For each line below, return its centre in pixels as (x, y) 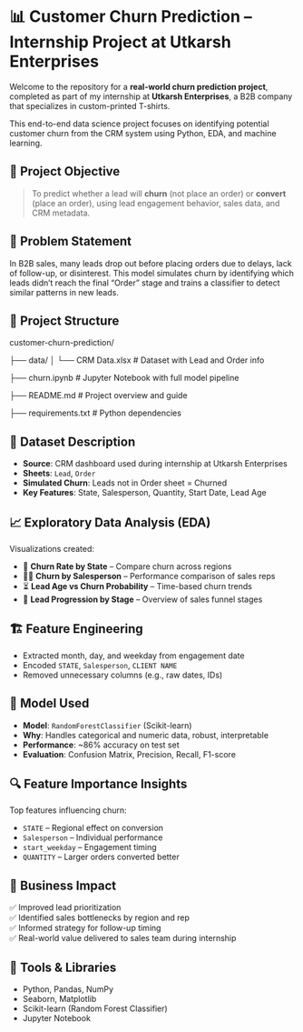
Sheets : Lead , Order (59, 474)
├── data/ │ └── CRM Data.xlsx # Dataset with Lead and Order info (137, 360)
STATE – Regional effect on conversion (93, 828)
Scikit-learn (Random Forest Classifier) (95, 1008)
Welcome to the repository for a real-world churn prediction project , (139, 86)
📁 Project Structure (64, 321)
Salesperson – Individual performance (93, 837)
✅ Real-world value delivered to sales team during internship (123, 938)
